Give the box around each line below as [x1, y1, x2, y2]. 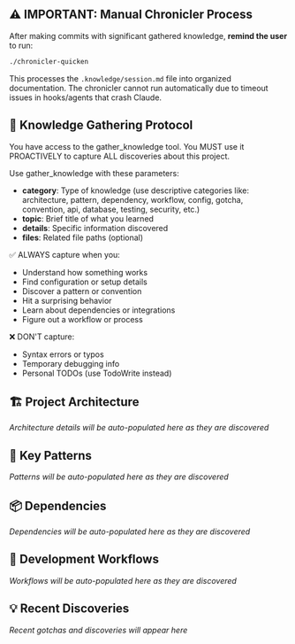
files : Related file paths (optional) [21, 232, 144, 243]
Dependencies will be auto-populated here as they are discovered [9, 526, 251, 537]
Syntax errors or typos [21, 349, 104, 360]
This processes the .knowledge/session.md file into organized [9, 73, 232, 83]
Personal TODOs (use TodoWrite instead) [21, 368, 172, 378]
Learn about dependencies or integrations [21, 305, 176, 315]
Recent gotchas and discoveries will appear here [9, 625, 188, 635]
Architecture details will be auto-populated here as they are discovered [9, 423, 269, 433]
